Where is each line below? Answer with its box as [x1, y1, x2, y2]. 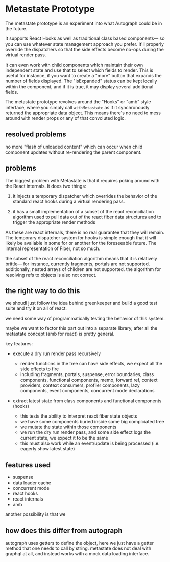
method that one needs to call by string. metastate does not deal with [5, 545, 152, 551]
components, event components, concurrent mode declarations [20, 388, 155, 394]
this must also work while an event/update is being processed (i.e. [20, 440, 160, 446]
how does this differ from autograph [5, 526, 123, 535]
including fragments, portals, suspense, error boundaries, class [20, 371, 154, 378]
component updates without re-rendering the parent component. [5, 149, 142, 155]
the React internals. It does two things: [5, 183, 86, 189]
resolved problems [5, 130, 66, 139]
